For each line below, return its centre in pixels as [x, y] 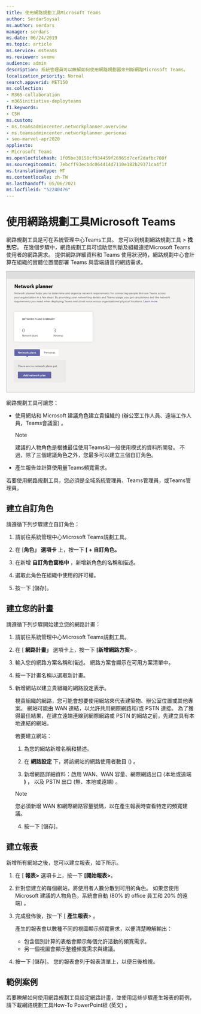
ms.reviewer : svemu [31, 57]
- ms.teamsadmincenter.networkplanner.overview [67, 127]
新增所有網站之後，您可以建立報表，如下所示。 [64, 862]
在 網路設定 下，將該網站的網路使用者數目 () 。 [81, 761]
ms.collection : [25, 89]
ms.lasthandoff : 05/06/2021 [41, 183]
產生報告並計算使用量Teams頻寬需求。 [63, 468]
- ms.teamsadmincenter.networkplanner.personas [67, 133]
